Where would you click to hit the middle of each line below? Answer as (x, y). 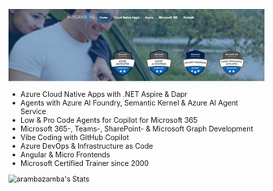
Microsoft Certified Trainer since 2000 (84, 163)
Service (33, 111)
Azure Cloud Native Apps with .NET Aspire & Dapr (104, 94)
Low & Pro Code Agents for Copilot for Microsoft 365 (108, 120)
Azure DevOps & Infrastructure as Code (87, 146)
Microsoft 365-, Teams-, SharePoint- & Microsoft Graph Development (136, 129)
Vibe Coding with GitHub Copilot (75, 137)
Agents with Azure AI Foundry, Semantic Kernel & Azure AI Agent (129, 103)
